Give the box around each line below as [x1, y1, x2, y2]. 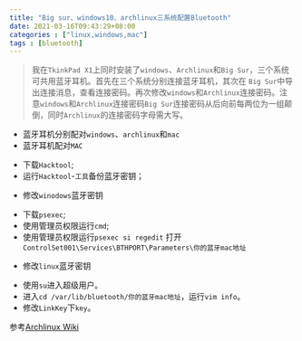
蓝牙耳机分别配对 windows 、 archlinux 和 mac [22, 128, 180, 140]
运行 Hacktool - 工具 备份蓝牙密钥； [22, 171, 145, 182]
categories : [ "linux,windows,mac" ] [9, 30, 148, 39]
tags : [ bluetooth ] [9, 38, 83, 48]
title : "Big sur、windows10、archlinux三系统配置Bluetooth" [9, 13, 232, 23]
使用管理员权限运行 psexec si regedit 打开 [22, 232, 182, 242]
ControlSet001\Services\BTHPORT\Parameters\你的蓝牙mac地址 [22, 243, 247, 253]
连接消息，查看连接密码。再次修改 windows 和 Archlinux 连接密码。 [39, 87, 280, 98]
